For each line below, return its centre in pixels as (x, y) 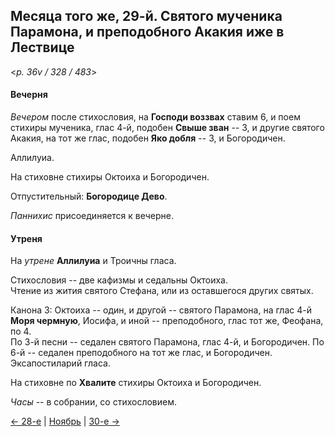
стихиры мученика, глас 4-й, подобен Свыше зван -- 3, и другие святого (167, 128)
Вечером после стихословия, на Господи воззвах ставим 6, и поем (155, 117)
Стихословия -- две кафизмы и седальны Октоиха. (119, 280)
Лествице (42, 47)
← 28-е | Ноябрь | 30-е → (65, 421)
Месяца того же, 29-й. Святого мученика (146, 16)
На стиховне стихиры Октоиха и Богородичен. (110, 177)
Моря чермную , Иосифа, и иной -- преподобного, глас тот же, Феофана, (167, 321)
